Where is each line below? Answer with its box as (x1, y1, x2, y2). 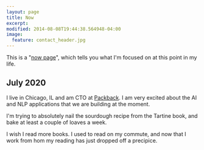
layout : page (6, 9, 40, 15)
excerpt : (6, 20, 29, 26)
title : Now (6, 15, 34, 21)
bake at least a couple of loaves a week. (6, 118, 107, 126)
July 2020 (6, 78, 46, 88)
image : (6, 32, 23, 38)
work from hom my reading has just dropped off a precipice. (6, 137, 158, 144)
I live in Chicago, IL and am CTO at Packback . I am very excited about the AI (6, 94, 197, 101)
